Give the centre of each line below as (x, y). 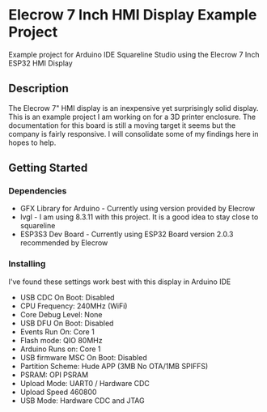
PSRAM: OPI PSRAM (54, 375)
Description (38, 89)
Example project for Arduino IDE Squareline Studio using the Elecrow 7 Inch (134, 54)
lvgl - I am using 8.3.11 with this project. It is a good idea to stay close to (139, 217)
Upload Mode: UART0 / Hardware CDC (85, 383)
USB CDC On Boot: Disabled (67, 297)
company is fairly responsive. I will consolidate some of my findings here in (133, 134)
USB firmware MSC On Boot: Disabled (83, 357)
